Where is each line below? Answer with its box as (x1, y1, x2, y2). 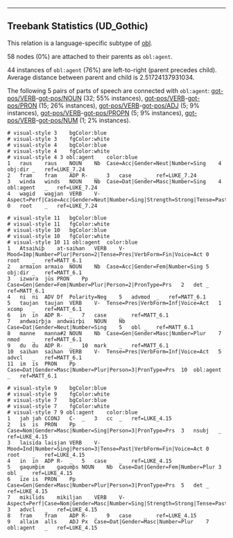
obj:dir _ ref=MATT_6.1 (7, 269, 82, 276)
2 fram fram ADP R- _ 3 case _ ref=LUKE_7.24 (7, 171, 197, 179)
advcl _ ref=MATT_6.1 (7, 354, 82, 361)
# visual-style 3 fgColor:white (7, 135, 110, 142)
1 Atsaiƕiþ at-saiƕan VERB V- (7, 244, 126, 252)
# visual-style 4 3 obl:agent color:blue (7, 153, 138, 160)
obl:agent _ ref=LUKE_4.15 (7, 524, 98, 531)
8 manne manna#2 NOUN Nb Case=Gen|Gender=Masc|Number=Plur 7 (7, 330, 222, 337)
